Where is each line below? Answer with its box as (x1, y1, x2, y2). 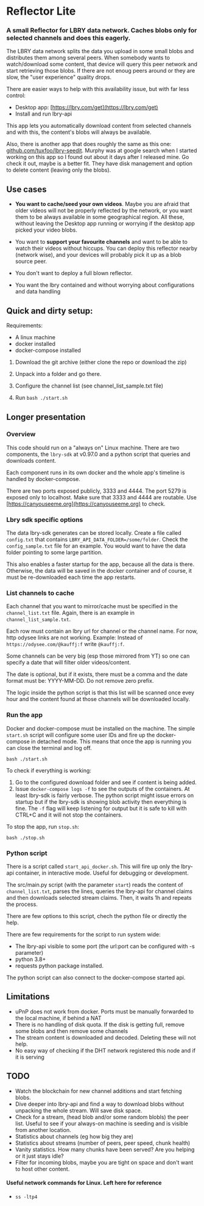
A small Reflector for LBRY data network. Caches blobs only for (6, 26, 197, 35)
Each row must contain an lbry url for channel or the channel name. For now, (6, 628, 198, 635)
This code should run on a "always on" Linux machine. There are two (6, 444, 180, 451)
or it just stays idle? (15, 1152, 64, 1160)
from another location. (15, 1126, 71, 1133)
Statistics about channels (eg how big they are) (15, 1133, 134, 1140)
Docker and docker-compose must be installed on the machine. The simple (6, 724, 195, 732)
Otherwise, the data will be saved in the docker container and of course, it (6, 567, 192, 575)
